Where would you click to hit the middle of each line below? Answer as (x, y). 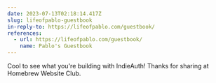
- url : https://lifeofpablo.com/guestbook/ (78, 40)
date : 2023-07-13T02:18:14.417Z (54, 14)
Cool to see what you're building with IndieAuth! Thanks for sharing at (108, 66)
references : (25, 33)
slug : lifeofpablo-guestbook (50, 20)
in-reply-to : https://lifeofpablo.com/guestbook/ (81, 27)
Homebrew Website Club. (44, 73)
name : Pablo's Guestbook (56, 46)
